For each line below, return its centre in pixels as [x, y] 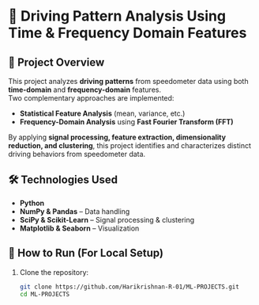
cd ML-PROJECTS [45, 294]
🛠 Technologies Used [63, 180]
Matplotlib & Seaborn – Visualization [79, 228]
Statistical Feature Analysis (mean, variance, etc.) [102, 113]
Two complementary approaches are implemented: [91, 98]
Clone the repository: [54, 272]
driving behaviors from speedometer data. [77, 154]
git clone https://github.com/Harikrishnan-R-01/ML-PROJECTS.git [129, 287]
